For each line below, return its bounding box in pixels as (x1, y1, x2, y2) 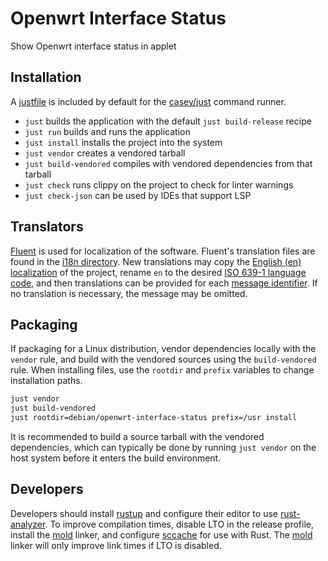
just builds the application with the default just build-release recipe (24, 115, 312, 127)
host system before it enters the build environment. (10, 452, 222, 464)
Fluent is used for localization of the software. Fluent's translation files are (10, 245, 316, 257)
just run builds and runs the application (24, 125, 191, 137)
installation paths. (10, 375, 83, 387)
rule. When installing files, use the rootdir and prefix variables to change (10, 364, 315, 376)
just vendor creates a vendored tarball (24, 147, 186, 159)
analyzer (10, 518, 46, 530)
